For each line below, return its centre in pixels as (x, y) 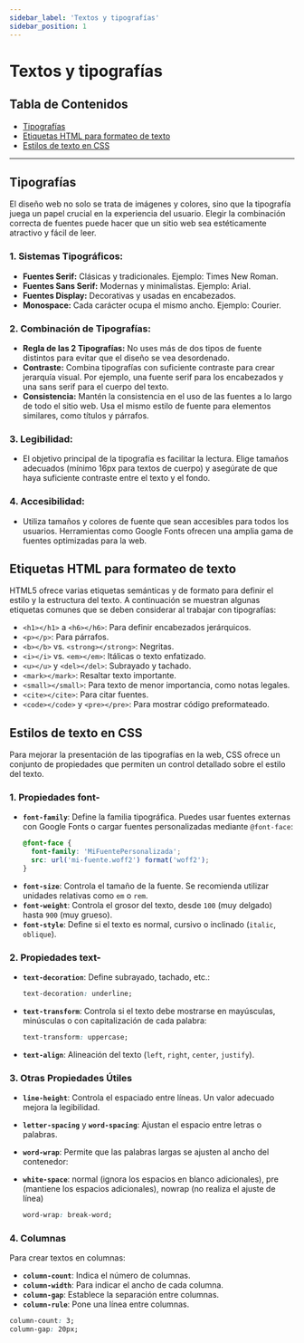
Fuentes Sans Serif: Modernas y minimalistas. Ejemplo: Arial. (137, 285)
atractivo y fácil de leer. (53, 233)
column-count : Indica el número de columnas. (106, 1276)
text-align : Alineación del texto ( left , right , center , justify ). (138, 1054)
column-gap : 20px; (44, 1329)
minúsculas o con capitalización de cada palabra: (114, 1021)
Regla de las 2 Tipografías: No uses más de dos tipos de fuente (142, 348)
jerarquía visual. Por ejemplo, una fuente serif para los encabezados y (153, 377)
